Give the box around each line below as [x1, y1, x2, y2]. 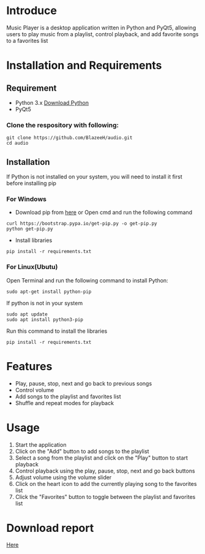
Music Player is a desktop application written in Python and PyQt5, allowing [6, 24, 196, 31]
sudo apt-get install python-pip [6, 289, 92, 295]
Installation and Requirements [6, 59, 162, 72]
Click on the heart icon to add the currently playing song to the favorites [15, 480, 197, 487]
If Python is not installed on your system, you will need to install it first [6, 173, 182, 181]
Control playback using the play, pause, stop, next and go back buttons [15, 467, 195, 474]
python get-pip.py [6, 226, 53, 232]
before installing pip [6, 180, 57, 187]
